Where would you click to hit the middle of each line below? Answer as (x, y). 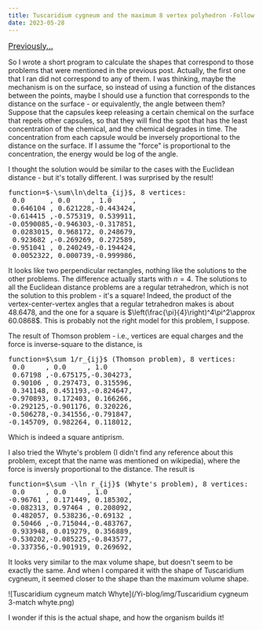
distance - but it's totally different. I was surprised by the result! (111, 177)
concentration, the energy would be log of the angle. (93, 153)
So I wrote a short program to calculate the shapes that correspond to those (131, 62)
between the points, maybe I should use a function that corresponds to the (129, 95)
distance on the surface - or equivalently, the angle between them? (117, 104)
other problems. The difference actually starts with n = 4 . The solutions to (128, 278)
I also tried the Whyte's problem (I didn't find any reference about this (121, 452)
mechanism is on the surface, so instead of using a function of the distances (132, 87)
